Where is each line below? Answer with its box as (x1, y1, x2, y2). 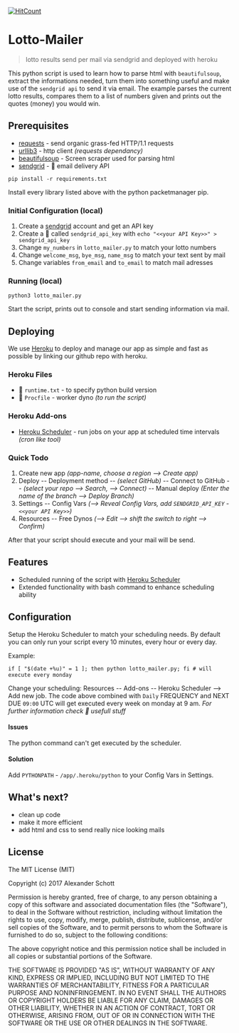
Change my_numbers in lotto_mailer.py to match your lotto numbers (18, 243, 216, 252)
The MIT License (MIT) (8, 865, 75, 873)
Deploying (8, 325, 55, 338)
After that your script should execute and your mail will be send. (8, 536, 196, 544)
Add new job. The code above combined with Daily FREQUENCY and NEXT (8, 691, 230, 700)
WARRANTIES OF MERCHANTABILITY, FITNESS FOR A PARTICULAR (8, 980, 209, 990)
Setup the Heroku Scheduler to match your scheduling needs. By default (8, 630, 221, 638)
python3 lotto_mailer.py (8, 292, 82, 299)
